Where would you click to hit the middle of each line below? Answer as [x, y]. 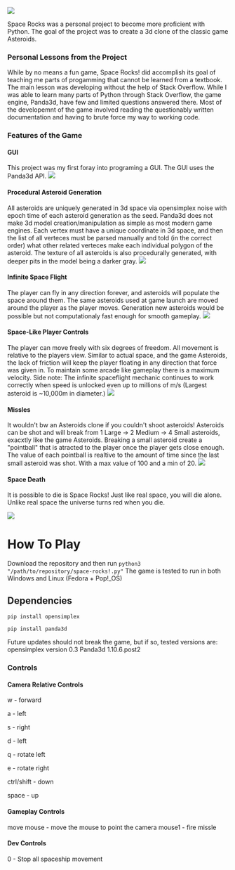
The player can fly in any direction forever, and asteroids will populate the [113, 292]
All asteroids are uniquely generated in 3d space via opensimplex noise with [117, 208]
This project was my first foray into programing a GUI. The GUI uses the [111, 168]
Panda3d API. [27, 176]
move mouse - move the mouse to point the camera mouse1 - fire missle [112, 827]
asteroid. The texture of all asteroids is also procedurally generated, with [112, 252]
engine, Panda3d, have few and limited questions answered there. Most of [115, 103]
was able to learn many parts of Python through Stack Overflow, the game [114, 95]
